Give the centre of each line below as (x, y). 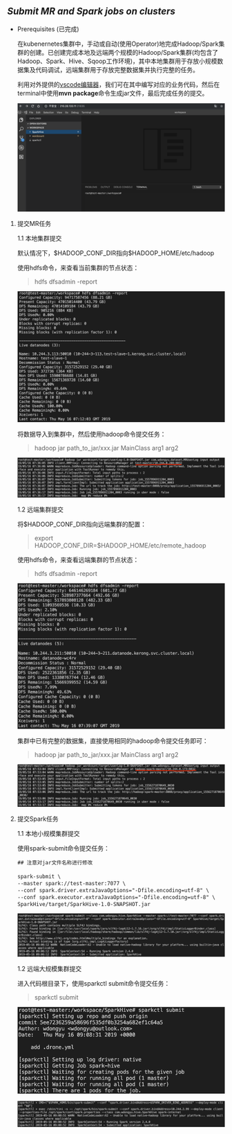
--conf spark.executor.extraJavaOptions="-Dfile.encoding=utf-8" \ (116, 897)
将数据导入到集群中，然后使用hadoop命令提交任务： (91, 434)
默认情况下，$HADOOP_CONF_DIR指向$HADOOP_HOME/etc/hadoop (116, 253)
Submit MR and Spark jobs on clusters (91, 11)
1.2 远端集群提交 (40, 509)
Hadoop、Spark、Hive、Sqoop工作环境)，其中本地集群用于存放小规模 (117, 61)
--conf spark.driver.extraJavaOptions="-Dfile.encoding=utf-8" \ (113, 890)
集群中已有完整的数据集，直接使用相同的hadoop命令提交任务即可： (113, 741)
